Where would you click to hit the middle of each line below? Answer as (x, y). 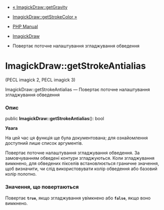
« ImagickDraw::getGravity (40, 7)
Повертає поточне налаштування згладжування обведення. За (72, 153)
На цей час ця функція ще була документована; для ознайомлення (76, 138)
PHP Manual (25, 26)
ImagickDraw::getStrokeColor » (45, 17)
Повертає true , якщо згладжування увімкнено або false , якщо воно (78, 198)
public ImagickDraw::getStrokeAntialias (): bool (54, 119)
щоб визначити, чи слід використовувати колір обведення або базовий (81, 169)
